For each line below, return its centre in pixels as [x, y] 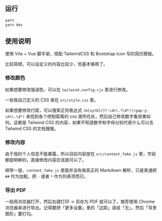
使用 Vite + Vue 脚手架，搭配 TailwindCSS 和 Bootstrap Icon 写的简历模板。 [81, 54]
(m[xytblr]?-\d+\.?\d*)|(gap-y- [116, 110]
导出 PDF [16, 190]
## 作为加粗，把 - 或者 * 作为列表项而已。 [47, 176]
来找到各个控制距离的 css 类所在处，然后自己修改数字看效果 [86, 116]
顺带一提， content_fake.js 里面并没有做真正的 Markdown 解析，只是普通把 [81, 170]
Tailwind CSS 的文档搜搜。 [32, 129]
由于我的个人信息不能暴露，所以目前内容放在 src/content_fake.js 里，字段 [81, 154]
